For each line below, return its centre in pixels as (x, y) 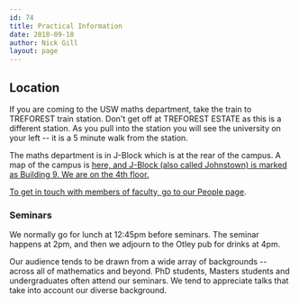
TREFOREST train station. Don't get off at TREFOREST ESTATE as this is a (145, 119)
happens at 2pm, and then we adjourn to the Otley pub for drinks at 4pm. (145, 245)
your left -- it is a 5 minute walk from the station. (99, 138)
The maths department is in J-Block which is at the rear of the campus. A (145, 155)
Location (35, 88)
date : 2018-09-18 (42, 34)
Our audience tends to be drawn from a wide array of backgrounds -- (138, 262)
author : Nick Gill (44, 43)
